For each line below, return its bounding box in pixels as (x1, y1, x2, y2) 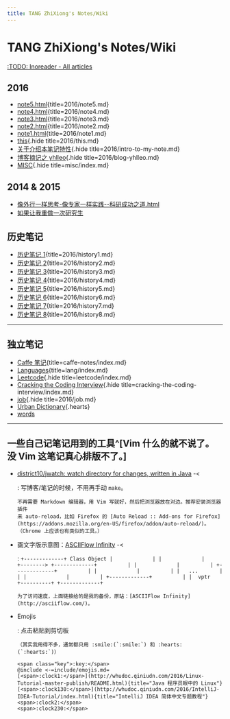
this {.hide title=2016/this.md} (16, 137, 99, 145)
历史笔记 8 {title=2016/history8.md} (16, 310, 116, 318)
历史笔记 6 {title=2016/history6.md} (16, 293, 116, 301)
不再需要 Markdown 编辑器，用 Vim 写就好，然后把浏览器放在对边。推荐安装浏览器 (16, 498, 221, 505)
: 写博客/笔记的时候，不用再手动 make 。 (16, 483, 127, 491)
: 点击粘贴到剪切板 (16, 626, 69, 635)
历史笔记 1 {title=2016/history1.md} (16, 250, 114, 258)
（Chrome (16, 528, 41, 534)
